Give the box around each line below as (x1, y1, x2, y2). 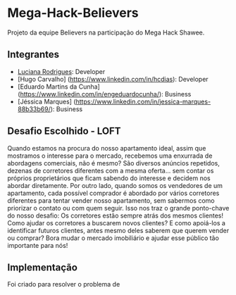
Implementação (7, 261, 77, 273)
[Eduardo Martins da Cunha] (17, 82, 100, 91)
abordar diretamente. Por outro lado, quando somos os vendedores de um (7, 181, 223, 189)
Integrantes (7, 49, 60, 61)
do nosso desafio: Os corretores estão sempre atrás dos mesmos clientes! (7, 211, 224, 220)
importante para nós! (7, 241, 68, 249)
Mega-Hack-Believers (7, 5, 139, 21)
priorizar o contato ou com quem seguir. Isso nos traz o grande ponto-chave (7, 203, 230, 212)
